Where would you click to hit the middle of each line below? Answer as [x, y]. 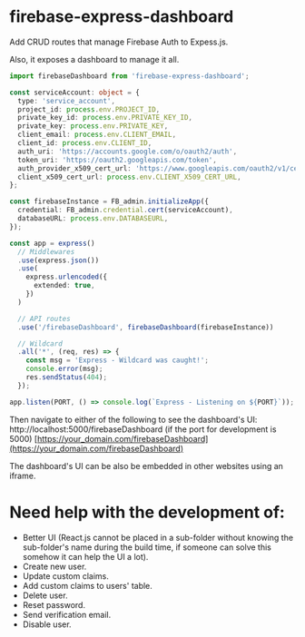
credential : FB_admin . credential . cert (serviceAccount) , [125, 211]
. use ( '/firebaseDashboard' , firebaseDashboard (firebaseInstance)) [146, 327]
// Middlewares [46, 251]
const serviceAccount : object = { [75, 93]
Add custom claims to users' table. [87, 585]
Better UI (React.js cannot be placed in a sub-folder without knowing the [157, 537]
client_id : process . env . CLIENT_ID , [85, 143]
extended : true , [64, 286]
